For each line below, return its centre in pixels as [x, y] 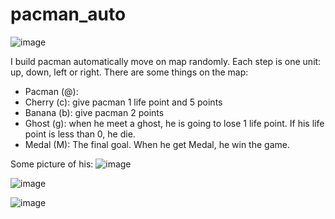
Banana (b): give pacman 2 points [94, 112]
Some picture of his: [52, 164]
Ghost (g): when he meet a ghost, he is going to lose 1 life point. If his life [174, 123]
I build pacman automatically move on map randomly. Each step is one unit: [166, 61]
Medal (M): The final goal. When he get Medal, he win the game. [157, 144]
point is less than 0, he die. [80, 134]
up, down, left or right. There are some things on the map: [129, 72]
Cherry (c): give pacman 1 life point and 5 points [123, 102]
